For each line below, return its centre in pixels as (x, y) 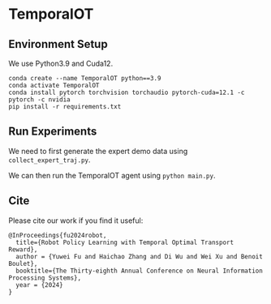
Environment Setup (58, 44)
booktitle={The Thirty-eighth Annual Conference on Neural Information (140, 271)
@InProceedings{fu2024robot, (58, 235)
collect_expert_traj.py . (49, 160)
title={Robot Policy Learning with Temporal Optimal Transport (125, 242)
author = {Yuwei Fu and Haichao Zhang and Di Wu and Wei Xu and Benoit (140, 256)
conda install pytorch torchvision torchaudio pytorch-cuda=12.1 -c (127, 92)
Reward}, (23, 249)
